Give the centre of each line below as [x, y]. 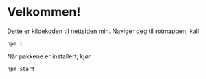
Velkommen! [44, 12]
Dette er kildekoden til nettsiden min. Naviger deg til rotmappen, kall [103, 31]
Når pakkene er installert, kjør [49, 56]
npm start [21, 69]
